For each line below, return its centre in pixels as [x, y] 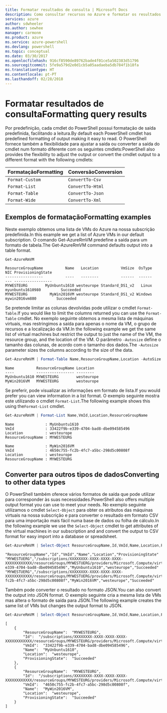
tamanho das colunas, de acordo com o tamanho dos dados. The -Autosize [82, 345]
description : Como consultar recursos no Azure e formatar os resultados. [84, 14]
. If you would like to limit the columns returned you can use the [81, 313]
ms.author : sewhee [24, 28]
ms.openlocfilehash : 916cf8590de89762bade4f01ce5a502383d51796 [72, 61]
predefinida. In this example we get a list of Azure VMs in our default [75, 235]
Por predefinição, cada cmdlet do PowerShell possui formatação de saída [81, 128]
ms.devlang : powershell [30, 47]
